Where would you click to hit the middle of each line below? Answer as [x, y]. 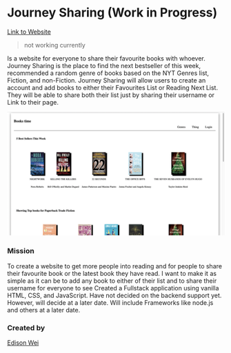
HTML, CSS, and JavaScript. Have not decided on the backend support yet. [114, 295]
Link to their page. [33, 102]
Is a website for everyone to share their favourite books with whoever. [106, 58]
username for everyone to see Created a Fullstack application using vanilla [113, 288]
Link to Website [29, 32]
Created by [26, 328]
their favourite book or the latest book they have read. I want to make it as [112, 273]
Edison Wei [23, 343]
